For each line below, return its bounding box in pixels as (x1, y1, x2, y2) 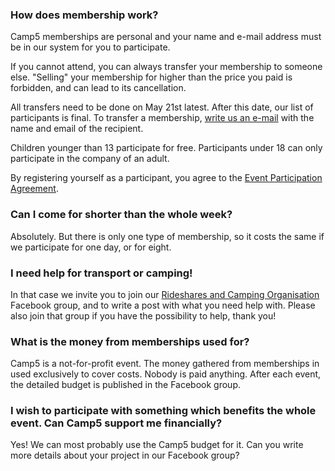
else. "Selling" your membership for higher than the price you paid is (10, 71, 293, 83)
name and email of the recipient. (10, 123, 144, 135)
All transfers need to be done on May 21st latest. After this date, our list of (10, 101, 314, 113)
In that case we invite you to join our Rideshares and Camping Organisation (10, 288, 320, 300)
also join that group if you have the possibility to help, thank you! (10, 309, 277, 322)
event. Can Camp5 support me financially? (10, 416, 223, 430)
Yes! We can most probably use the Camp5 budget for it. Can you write (10, 439, 304, 451)
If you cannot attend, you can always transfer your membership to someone (10, 61, 323, 73)
